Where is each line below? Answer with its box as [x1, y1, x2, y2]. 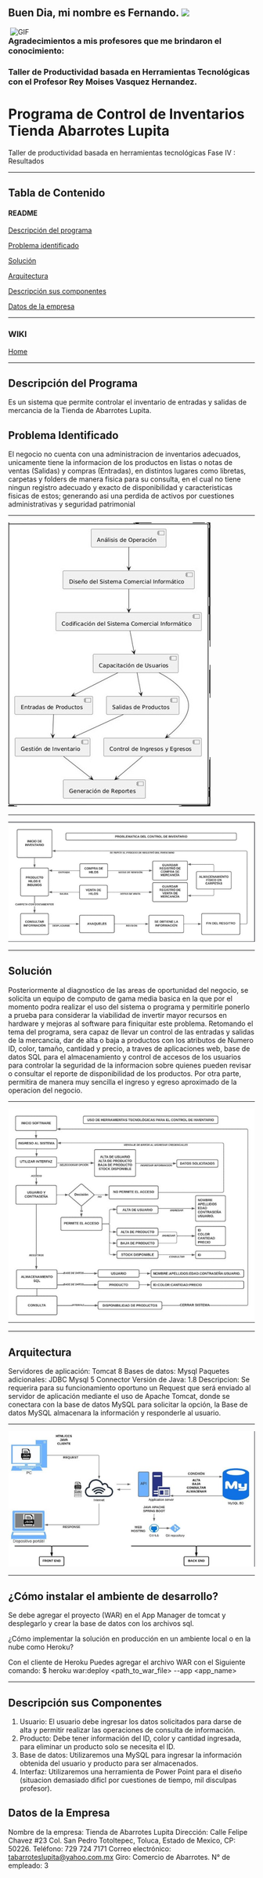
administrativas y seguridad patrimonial [8, 500, 135, 509]
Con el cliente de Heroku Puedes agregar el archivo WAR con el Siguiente [8, 1657, 246, 1668]
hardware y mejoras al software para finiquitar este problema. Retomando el [8, 1019, 254, 1028]
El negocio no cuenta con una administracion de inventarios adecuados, [8, 449, 241, 459]
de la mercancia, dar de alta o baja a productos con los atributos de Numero [8, 1035, 254, 1045]
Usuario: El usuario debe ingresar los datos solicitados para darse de [19, 1717, 242, 1726]
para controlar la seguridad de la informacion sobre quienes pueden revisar [8, 1060, 252, 1070]
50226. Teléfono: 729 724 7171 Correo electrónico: [8, 1843, 171, 1853]
